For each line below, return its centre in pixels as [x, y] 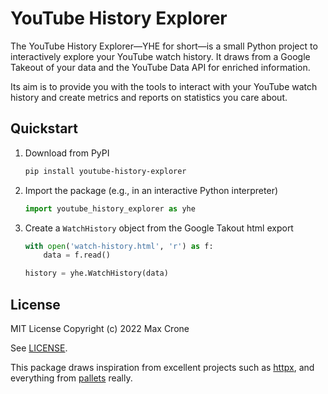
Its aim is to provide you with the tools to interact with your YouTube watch [164, 86]
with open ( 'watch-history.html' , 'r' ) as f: [119, 246]
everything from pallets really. [71, 378]
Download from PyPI [67, 153]
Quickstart [44, 128]
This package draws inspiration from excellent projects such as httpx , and [162, 367]
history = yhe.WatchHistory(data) [96, 273]
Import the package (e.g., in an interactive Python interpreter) [151, 190]
